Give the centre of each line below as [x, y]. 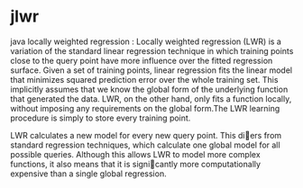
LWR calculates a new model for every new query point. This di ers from [146, 135]
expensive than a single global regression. [88, 174]
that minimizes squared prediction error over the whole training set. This [144, 79]
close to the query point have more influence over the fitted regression [142, 60]
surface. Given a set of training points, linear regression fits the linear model [151, 70]
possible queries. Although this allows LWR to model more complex [135, 154]
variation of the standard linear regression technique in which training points [152, 50]
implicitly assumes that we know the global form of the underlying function [149, 89]
